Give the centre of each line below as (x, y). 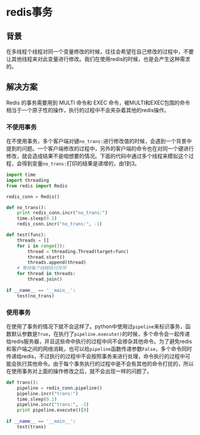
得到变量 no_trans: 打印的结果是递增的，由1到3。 (81, 163)
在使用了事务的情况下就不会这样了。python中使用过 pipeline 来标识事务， (96, 326)
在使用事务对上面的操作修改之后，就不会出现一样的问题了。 (79, 371)
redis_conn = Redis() (33, 197)
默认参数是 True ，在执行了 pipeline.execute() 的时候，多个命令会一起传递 (101, 334)
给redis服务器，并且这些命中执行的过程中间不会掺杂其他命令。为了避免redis (99, 341)
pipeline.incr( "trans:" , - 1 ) (53, 405)
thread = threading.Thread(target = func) (78, 251)
